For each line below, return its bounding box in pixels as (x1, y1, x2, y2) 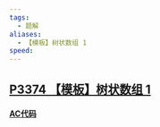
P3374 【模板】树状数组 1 (9, 81, 151, 97)
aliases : (9, 30, 42, 38)
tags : (9, 13, 29, 22)
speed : (9, 47, 34, 55)
